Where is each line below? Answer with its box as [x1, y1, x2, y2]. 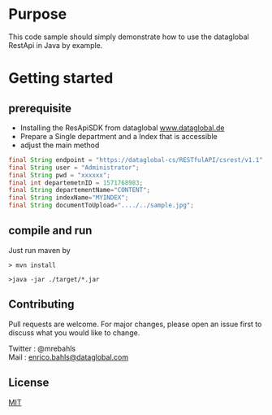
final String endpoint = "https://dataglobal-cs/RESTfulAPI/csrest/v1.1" [8, 155, 264, 164]
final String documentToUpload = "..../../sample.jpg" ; [8, 201, 195, 210]
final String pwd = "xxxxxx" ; [8, 171, 111, 179]
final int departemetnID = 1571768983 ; [8, 178, 144, 187]
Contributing [8, 298, 75, 312]
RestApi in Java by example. [8, 40, 103, 50]
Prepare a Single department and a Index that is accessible [19, 131, 218, 141]
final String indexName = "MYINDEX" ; [8, 194, 129, 202]
